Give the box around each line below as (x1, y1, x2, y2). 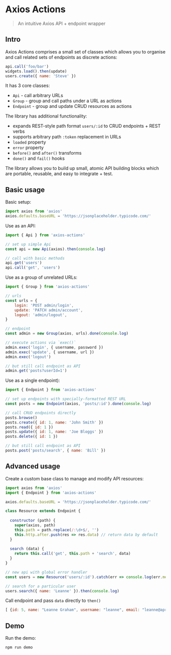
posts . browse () (5, 415, 38, 420)
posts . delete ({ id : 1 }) (5, 434, 58, 439)
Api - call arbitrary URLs (12, 93, 64, 99)
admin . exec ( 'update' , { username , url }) (5, 350, 95, 355)
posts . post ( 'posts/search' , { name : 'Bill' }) (5, 448, 106, 453)
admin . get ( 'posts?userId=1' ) (5, 368, 67, 374)
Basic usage (5, 185, 45, 194)
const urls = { (5, 298, 38, 303)
